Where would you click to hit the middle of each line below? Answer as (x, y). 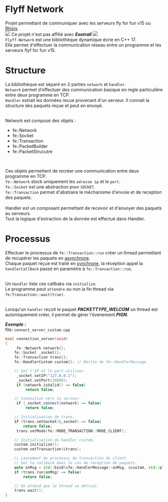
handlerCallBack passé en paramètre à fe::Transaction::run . (69, 268)
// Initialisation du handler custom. (54, 440)
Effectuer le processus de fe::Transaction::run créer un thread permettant (83, 252)
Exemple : (16, 324)
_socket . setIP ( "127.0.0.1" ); (47, 375)
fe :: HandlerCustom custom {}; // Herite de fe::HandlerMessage (80, 362)
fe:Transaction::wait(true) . (35, 294)
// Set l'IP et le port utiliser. (50, 371)
